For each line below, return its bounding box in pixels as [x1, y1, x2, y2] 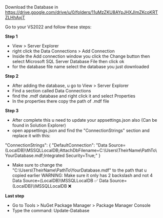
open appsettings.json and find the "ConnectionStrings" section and [12, 128, 150, 133]
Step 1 [5, 34, 18, 39]
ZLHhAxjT [5, 15, 25, 20]
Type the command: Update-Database [12, 208, 90, 213]
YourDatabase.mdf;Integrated [5, 153, 65, 158]
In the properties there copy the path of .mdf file [12, 98, 110, 104]
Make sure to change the [12, 162, 62, 168]
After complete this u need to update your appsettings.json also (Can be [12, 117, 158, 123]
